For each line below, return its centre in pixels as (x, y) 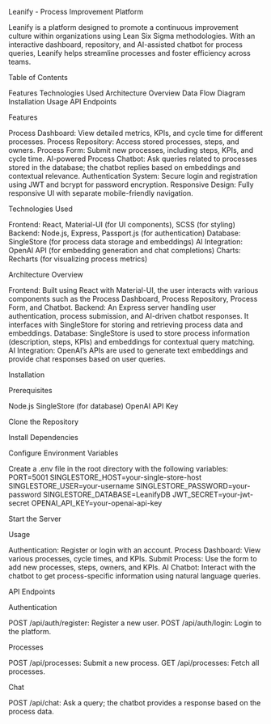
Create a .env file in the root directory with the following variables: (119, 469)
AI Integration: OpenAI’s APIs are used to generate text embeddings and (128, 350)
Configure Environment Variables (64, 453)
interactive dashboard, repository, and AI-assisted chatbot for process (125, 44)
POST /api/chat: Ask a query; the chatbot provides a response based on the (135, 703)
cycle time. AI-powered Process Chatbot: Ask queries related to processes (133, 159)
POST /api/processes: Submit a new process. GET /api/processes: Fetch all (134, 663)
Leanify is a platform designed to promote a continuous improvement (123, 27)
